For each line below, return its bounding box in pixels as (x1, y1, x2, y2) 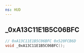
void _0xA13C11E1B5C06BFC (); (5, 43, 65, 49)
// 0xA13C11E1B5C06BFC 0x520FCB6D (5, 39, 77, 44)
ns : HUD (5, 7, 21, 12)
